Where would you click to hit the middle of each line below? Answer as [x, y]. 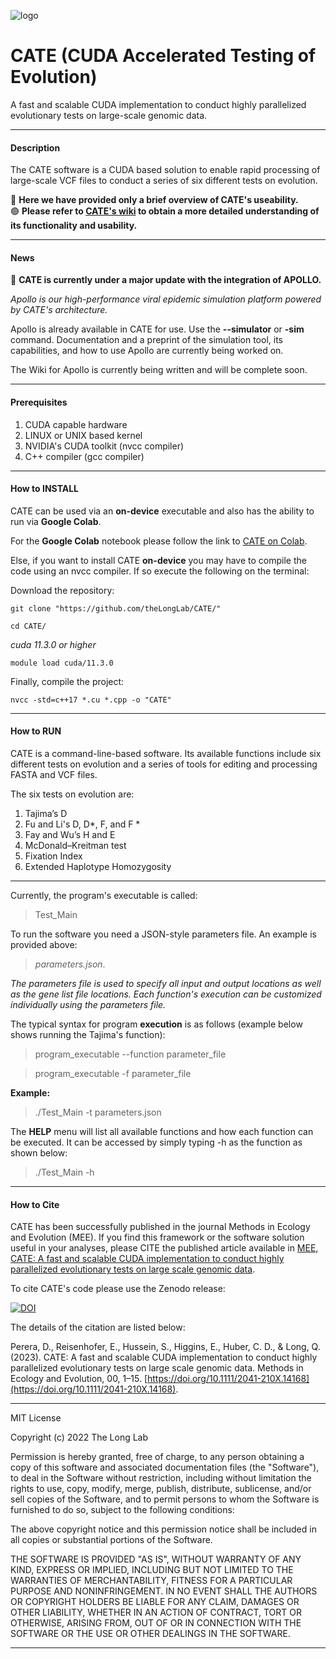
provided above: [44, 944]
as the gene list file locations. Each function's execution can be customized [166, 994]
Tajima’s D [46, 813]
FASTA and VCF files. [54, 774]
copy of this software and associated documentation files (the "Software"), [165, 1467]
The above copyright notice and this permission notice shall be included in [163, 1529]
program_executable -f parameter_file [113, 1073]
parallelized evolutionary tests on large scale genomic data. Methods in [157, 1368]
